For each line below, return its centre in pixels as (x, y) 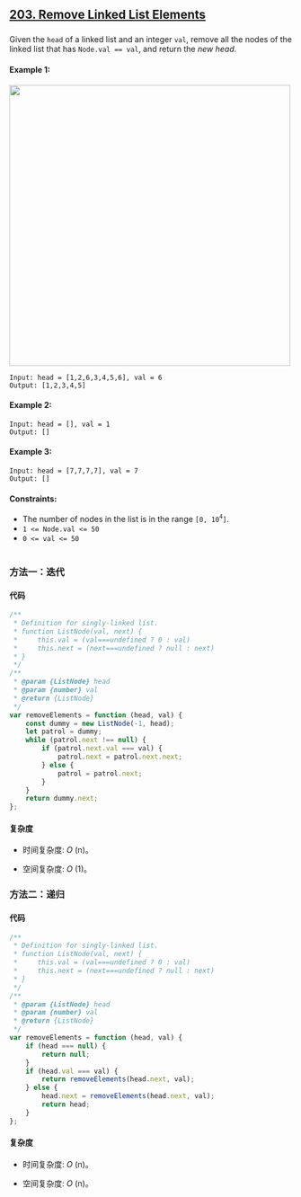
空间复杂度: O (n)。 (58, 1183)
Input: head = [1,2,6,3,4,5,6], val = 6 (86, 377)
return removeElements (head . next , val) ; (118, 1079)
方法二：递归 (37, 895)
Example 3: (31, 452)
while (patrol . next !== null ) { (86, 740)
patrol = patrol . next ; (100, 773)
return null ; (66, 1054)
